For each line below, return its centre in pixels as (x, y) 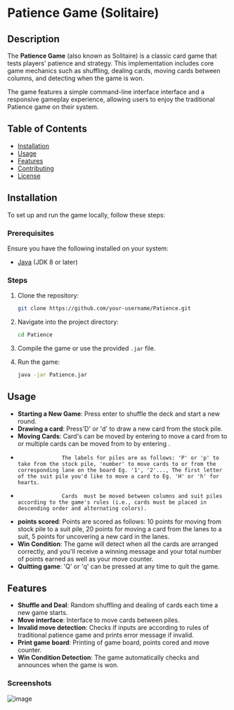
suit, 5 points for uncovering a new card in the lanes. (93, 536)
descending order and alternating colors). (82, 508)
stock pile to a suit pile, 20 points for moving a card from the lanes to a (120, 528)
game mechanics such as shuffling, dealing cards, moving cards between (114, 71)
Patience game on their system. (53, 107)
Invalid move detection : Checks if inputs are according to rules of (113, 628)
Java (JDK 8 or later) (48, 262)
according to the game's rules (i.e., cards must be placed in (112, 502)
